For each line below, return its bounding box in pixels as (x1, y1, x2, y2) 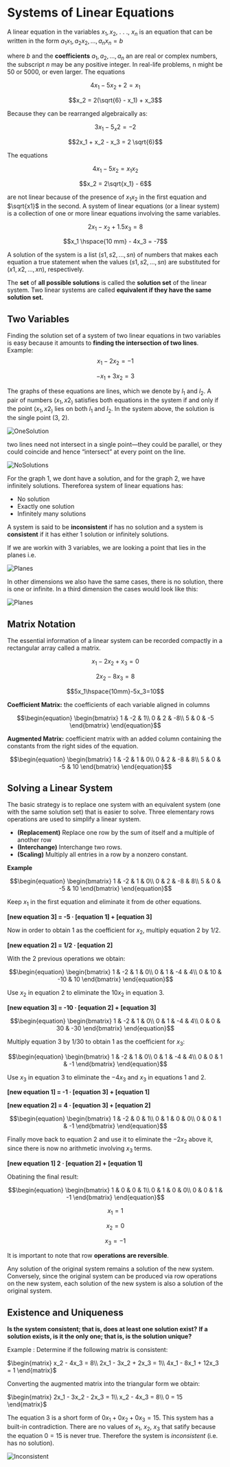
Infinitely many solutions (16, 509, 87, 518)
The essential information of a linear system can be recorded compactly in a (7, 636, 223, 644)
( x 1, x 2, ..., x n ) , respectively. (7, 265, 84, 273)
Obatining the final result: (7, 1172, 79, 1181)
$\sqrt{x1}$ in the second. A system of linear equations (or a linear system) (7, 202, 220, 210)
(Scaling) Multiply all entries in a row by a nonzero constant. (16, 850, 188, 858)
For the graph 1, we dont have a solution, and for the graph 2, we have (7, 474, 205, 483)
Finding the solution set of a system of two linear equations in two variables (7, 332, 221, 340)
